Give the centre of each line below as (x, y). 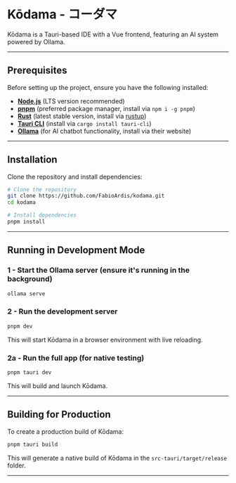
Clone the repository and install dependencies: (75, 176)
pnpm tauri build (33, 444)
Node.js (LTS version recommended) (71, 101)
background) (30, 279)
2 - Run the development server (63, 311)
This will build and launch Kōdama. (58, 386)
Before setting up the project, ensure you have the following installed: (108, 87)
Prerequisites (37, 71)
